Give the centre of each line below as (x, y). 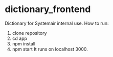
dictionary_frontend (48, 9)
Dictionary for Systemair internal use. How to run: (57, 23)
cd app (20, 38)
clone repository (29, 33)
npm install (24, 43)
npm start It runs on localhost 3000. (50, 49)
